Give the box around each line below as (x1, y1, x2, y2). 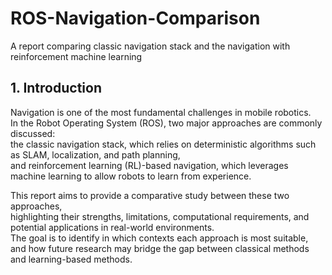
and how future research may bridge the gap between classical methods (10, 242, 310, 254)
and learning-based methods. (10, 253, 133, 265)
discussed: (10, 127, 56, 139)
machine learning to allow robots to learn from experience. (10, 170, 252, 182)
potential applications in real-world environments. (10, 221, 215, 233)
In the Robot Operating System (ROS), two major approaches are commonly (10, 117, 323, 129)
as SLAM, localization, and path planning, (10, 148, 181, 161)
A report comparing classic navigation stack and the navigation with (10, 40, 291, 52)
